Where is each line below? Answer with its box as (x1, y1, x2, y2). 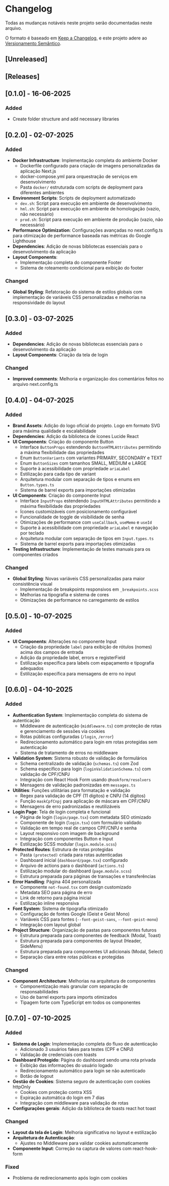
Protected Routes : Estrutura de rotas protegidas (12, 846, 114, 852)
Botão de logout (20, 1073, 54, 1079)
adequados (20, 666, 44, 672)
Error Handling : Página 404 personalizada (12, 878, 101, 885)
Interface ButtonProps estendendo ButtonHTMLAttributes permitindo (20, 444, 161, 450)
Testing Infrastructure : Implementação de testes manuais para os (12, 546, 150, 552)
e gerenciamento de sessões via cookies (20, 728, 105, 734)
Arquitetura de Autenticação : (12, 1135, 76, 1141)
